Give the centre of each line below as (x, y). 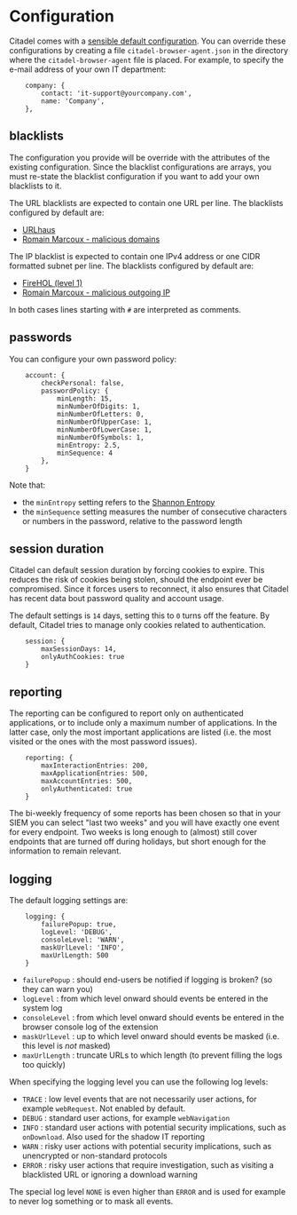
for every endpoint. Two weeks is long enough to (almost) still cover (133, 832)
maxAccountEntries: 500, (87, 782)
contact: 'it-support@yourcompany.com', (117, 93)
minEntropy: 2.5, (89, 445)
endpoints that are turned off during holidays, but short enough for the (138, 842)
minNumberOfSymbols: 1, (100, 437)
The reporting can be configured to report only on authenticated (126, 713)
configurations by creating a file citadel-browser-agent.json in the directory (149, 50)
